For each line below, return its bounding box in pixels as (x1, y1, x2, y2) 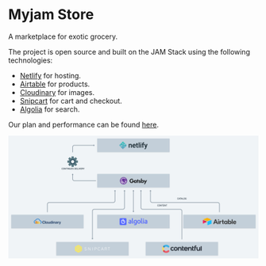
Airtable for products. (19, 79, 91, 89)
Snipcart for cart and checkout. (19, 96, 123, 105)
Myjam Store (8, 6, 94, 24)
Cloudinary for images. (19, 87, 95, 97)
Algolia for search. (19, 104, 80, 114)
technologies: (8, 55, 53, 65)
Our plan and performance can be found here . (8, 120, 160, 129)
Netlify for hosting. (19, 70, 82, 80)
